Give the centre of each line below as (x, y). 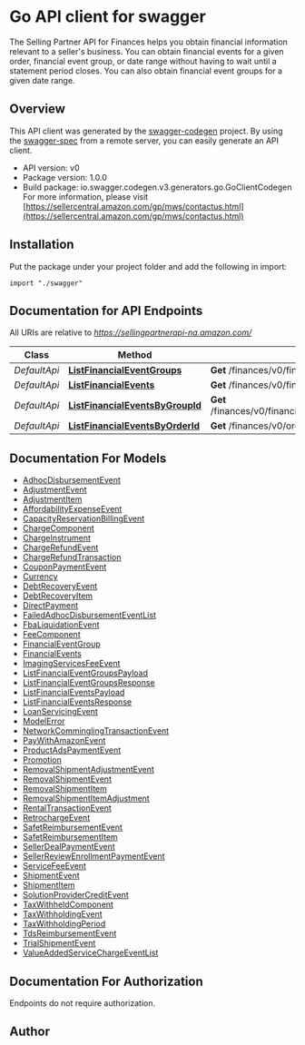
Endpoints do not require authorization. (83, 1003)
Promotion (42, 760)
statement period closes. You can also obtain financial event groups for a (146, 71)
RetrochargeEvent (56, 818)
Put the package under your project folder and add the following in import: (148, 266)
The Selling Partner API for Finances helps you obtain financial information (148, 42)
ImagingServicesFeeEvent (71, 664)
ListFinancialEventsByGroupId (135, 406)
